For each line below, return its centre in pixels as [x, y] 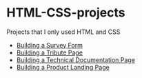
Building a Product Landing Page [63, 67]
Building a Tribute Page [50, 52]
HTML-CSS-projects [66, 13]
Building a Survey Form [50, 45]
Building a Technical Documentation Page [76, 59]
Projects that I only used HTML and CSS [63, 32]
